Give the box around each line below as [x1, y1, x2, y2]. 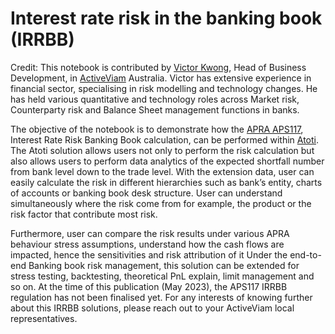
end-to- [289, 248, 322, 261]
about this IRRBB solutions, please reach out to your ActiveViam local [10, 302, 295, 314]
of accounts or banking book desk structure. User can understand [10, 187, 283, 199]
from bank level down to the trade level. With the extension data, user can [10, 165, 315, 177]
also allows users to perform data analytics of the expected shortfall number [10, 155, 325, 167]
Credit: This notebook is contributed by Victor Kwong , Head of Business [10, 61, 307, 73]
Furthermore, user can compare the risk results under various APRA [10, 227, 290, 239]
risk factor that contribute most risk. [10, 208, 158, 220]
